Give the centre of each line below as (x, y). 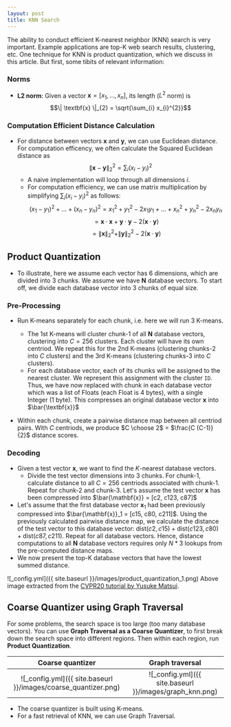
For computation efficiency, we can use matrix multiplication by (117, 187)
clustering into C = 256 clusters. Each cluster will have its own (115, 341)
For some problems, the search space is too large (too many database (107, 624)
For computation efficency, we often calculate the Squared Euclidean (115, 148)
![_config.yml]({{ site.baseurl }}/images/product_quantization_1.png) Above (113, 578)
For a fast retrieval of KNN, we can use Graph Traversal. (96, 716)
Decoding (24, 453)
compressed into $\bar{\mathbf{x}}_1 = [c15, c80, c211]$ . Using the (112, 513)
